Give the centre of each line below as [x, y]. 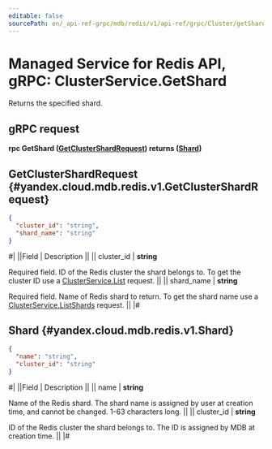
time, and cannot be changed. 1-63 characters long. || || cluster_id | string [132, 412]
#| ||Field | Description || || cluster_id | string [83, 256]
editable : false [36, 16]
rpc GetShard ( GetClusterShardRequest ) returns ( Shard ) [105, 149]
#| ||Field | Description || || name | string [76, 387]
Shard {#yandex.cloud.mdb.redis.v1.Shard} [121, 330]
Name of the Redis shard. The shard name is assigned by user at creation [131, 403]
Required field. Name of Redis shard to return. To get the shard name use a [134, 296]
